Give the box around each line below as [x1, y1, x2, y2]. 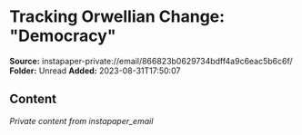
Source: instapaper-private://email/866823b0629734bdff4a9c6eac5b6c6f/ [9, 55, 293, 66]
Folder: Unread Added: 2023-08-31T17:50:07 [9, 65, 181, 76]
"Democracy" [9, 25, 116, 46]
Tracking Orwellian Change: [9, 6, 226, 27]
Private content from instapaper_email [9, 115, 154, 126]
